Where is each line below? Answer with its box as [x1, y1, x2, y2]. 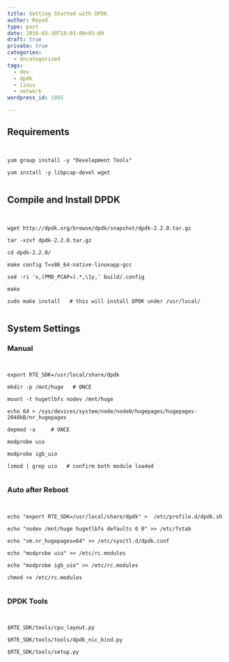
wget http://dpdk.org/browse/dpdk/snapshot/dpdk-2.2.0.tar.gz [7, 224, 191, 232]
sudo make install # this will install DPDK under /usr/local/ [7, 297, 200, 305]
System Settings [7, 323, 81, 335]
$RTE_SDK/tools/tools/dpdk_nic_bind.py [7, 636, 123, 643]
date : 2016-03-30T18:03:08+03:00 [7, 29, 104, 37]
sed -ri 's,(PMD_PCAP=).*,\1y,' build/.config [7, 273, 145, 281]
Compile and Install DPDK [7, 194, 120, 206]
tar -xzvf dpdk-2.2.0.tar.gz [7, 237, 92, 244]
